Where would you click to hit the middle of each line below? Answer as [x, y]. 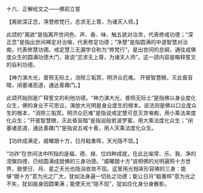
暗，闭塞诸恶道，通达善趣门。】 [45, 85]
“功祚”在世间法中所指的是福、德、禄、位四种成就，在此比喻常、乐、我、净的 [101, 153]
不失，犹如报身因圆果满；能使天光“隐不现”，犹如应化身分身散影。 [88, 184]
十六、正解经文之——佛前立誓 [43, 9]
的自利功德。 [22, 65]
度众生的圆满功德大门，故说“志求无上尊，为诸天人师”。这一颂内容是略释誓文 [101, 57]
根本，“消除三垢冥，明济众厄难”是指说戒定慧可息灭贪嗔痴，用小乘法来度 [106, 113]
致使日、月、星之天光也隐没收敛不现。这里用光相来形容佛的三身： [99, 169]
